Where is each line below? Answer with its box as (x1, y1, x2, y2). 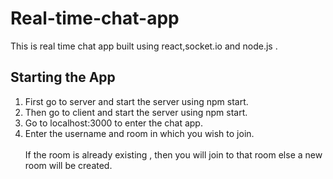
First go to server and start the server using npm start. (24, 95, 249, 107)
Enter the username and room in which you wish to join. (24, 127, 255, 139)
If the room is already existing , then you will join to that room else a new (24, 148, 323, 161)
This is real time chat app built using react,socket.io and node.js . (10, 40, 278, 52)
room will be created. (24, 159, 113, 171)
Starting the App (10, 69, 116, 86)
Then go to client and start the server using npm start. (24, 106, 248, 118)
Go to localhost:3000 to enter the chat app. (24, 117, 203, 129)
